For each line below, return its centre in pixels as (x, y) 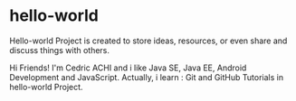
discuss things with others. (60, 50)
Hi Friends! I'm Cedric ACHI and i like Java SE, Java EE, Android (128, 68)
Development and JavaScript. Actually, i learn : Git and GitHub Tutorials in (146, 77)
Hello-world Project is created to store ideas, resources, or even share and (148, 41)
